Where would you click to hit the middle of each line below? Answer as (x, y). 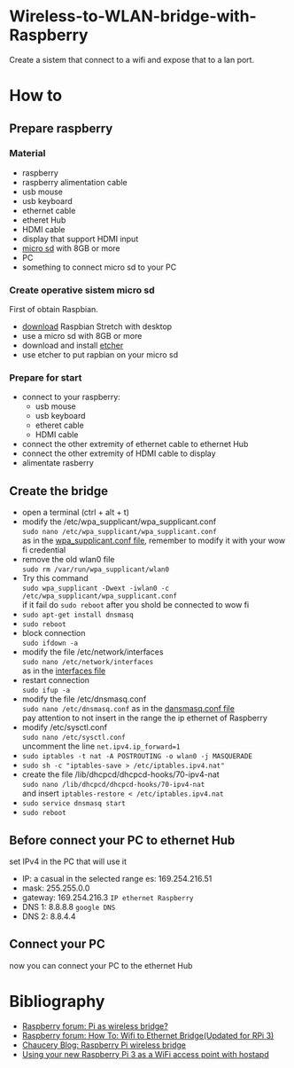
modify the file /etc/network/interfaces (93, 652)
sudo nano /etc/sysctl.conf (73, 738)
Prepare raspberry (61, 128)
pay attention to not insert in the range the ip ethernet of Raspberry (145, 718)
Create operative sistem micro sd (82, 290)
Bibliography (57, 1002)
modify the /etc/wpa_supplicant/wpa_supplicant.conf (119, 522)
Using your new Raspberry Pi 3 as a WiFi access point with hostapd (145, 1054)
